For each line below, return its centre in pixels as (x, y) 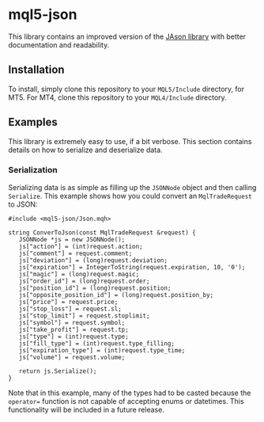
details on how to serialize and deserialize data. (86, 150)
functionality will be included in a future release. (86, 409)
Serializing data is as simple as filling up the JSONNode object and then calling (132, 187)
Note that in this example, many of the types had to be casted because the (130, 393)
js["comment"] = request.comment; (75, 253)
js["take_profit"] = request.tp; (74, 329)
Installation (36, 70)
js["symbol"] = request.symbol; (72, 322)
